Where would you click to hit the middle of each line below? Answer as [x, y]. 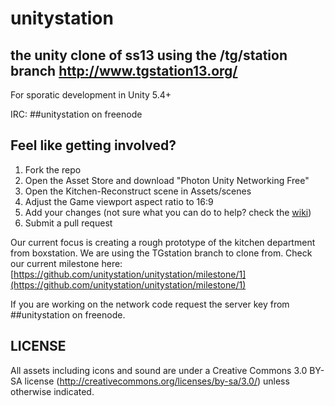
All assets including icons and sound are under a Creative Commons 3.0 [159, 370]
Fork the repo [53, 169]
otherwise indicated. [52, 391]
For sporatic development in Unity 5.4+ [91, 95]
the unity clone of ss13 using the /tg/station [149, 55]
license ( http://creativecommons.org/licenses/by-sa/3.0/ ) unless [157, 381]
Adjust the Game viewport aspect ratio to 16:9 [119, 201]
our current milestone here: [66, 263]
